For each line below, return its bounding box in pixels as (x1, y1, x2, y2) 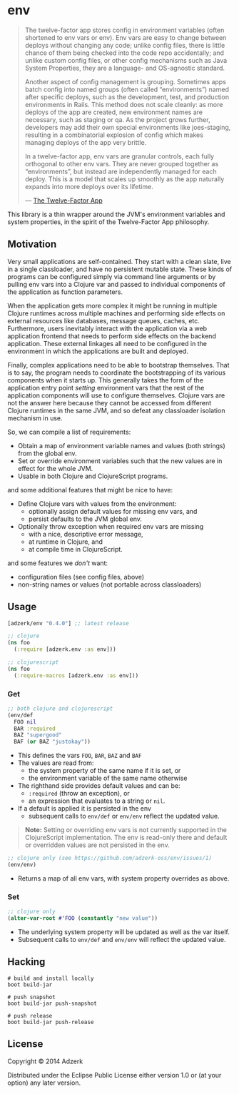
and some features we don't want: (7, 559, 108, 567)
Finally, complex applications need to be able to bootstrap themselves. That (7, 360, 230, 369)
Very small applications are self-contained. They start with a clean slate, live (7, 257, 231, 265)
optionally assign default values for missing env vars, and (28, 507, 198, 515)
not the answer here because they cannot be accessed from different (7, 398, 212, 407)
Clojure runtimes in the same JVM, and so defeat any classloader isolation (7, 406, 225, 415)
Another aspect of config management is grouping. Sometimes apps (24, 77, 227, 86)
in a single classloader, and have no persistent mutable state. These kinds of (7, 265, 233, 273)
